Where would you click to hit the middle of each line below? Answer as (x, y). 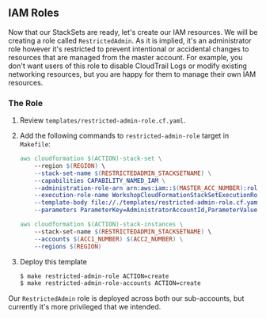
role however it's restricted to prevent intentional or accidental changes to (129, 49)
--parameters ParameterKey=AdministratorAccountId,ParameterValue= (148, 210)
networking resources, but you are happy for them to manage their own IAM (132, 74)
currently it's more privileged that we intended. (85, 307)
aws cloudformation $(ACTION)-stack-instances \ (101, 225)
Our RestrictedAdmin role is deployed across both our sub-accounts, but (126, 298)
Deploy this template (53, 261)
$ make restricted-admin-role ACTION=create (94, 276)
